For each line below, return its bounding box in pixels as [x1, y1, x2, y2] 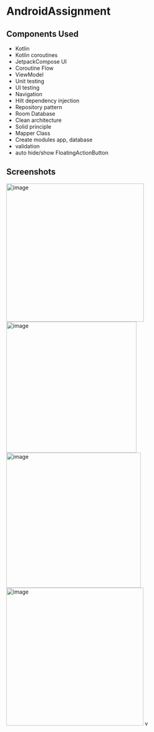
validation [15, 143, 40, 149]
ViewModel [15, 71, 44, 78]
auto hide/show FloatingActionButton [15, 149, 108, 156]
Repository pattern [15, 104, 63, 111]
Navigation [15, 91, 43, 97]
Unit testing [15, 78, 44, 85]
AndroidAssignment [6, 4, 111, 18]
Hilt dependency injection [15, 97, 80, 104]
